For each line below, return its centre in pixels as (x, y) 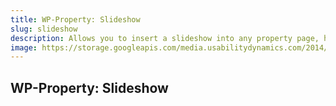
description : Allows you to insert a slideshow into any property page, (165, 38)
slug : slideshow (44, 29)
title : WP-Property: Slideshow (75, 19)
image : (24, 47)
